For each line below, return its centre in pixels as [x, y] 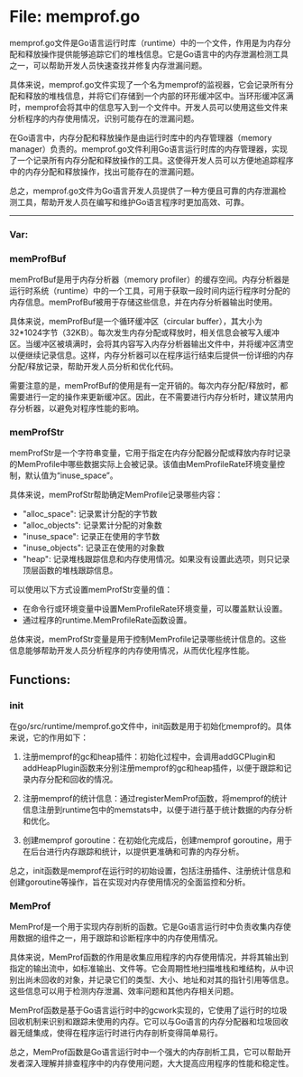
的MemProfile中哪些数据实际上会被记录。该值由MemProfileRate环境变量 [143, 464]
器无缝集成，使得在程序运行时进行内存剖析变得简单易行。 [116, 1033]
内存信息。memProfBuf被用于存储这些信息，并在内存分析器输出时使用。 [143, 302]
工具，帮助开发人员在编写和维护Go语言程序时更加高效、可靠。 [133, 201]
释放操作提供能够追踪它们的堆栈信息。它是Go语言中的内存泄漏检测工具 [156, 54]
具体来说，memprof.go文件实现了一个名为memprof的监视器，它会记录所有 [147, 84]
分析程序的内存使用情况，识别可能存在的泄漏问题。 [104, 118]
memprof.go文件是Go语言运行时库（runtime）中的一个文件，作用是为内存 [147, 42]
